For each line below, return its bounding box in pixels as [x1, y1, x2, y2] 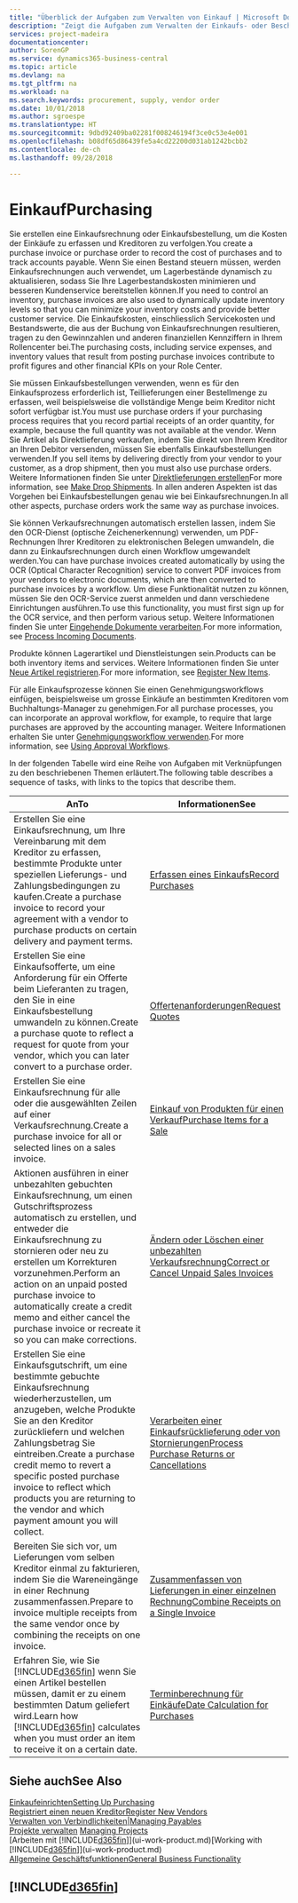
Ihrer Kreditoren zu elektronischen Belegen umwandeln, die [57, 536, 275, 547]
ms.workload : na [9, 87, 69, 96]
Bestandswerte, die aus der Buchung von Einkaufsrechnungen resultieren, [9, 323, 281, 334]
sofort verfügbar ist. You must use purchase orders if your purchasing [9, 406, 263, 417]
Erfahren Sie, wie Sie [13, 1654, 100, 1667]
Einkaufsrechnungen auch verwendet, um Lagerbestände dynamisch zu [9, 266, 272, 277]
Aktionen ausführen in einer [13, 1167, 129, 1179]
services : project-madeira [9, 29, 109, 38]
